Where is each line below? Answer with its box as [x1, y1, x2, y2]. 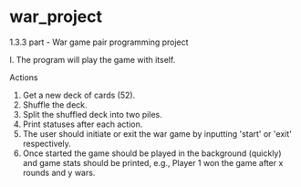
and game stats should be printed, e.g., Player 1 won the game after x [22, 157, 284, 168]
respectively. [22, 138, 71, 149]
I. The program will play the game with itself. [9, 54, 176, 65]
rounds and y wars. [22, 167, 96, 178]
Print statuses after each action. [22, 119, 143, 130]
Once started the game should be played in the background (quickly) [22, 148, 282, 159]
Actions [9, 71, 38, 83]
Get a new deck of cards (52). [22, 89, 136, 100]
